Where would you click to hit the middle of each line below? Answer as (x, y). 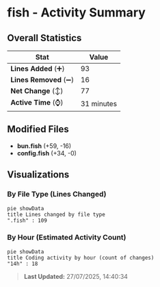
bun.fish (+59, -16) (44, 146)
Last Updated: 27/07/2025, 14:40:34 (76, 276)
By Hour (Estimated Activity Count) (67, 238)
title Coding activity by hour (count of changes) (81, 258)
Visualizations (38, 175)
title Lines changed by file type (56, 214)
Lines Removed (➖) (42, 80)
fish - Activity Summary (76, 13)
